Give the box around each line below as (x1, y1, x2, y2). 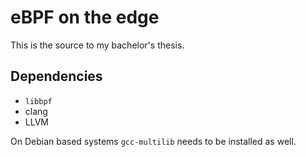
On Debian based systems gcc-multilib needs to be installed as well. (10, 135, 297, 147)
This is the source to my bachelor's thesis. (10, 39, 185, 51)
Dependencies (10, 68, 103, 85)
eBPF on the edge (10, 6, 160, 29)
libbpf (24, 96, 53, 106)
